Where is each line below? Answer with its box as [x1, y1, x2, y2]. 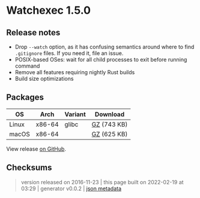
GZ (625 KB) [91, 130, 128, 138]
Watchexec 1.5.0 [6, 4, 91, 17]
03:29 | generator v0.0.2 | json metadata [20, 185, 122, 192]
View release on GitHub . [6, 145, 66, 153]
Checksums [6, 163, 52, 173]
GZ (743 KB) [91, 120, 128, 129]
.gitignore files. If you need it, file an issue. [14, 50, 124, 57]
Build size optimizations [14, 75, 74, 82]
